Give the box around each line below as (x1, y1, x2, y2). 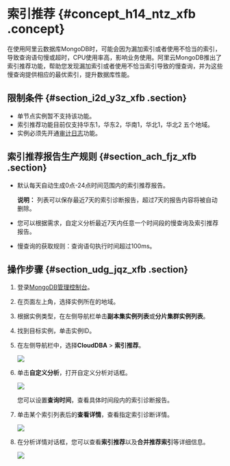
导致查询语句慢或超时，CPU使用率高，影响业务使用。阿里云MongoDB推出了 (7, 53, 222, 62)
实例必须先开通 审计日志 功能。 (16, 129, 101, 137)
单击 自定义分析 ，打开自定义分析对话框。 (16, 369, 131, 377)
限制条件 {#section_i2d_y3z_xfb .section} (7, 92, 187, 104)
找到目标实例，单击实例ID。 (16, 326, 96, 335)
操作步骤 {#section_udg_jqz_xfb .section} (7, 263, 188, 275)
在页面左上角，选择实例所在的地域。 (16, 298, 120, 306)
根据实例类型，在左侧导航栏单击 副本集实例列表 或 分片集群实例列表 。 (16, 312, 209, 320)
